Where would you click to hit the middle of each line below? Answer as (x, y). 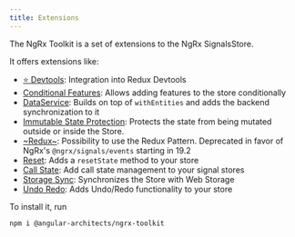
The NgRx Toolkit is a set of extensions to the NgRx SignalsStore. (132, 44)
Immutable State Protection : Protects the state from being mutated (147, 121)
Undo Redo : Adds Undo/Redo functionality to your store (127, 189)
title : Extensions (44, 18)
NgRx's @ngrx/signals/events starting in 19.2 (107, 150)
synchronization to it (61, 112)
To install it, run (38, 206)
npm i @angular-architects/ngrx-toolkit (87, 223)
